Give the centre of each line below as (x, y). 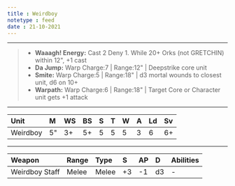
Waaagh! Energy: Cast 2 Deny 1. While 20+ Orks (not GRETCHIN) (129, 53)
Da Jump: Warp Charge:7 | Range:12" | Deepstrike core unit (121, 68)
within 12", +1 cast (61, 61)
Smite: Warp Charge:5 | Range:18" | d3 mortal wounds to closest (128, 75)
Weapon (25, 160)
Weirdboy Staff (35, 172)
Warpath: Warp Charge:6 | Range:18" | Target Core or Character (128, 90)
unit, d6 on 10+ (56, 83)
